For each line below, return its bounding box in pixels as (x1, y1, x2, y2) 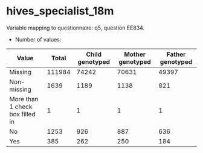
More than (9, 95, 39, 103)
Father (166, 50, 186, 58)
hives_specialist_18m (6, 4, 114, 18)
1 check (9, 102, 33, 111)
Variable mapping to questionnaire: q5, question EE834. (6, 24, 145, 31)
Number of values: (14, 36, 62, 43)
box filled (9, 110, 36, 118)
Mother (123, 50, 146, 58)
